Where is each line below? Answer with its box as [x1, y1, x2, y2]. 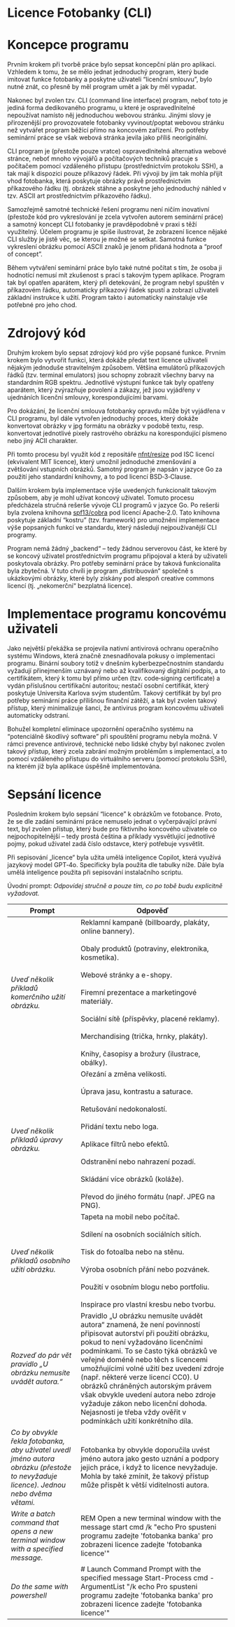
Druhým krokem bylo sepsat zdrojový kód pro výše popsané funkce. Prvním [7, 348, 226, 357]
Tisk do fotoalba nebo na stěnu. [80, 1246, 185, 1256]
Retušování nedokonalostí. [80, 1104, 167, 1114]
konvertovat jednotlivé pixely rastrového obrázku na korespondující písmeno [7, 429, 227, 437]
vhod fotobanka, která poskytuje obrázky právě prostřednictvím [7, 177, 191, 185]
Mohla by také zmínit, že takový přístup [80, 1471, 209, 1480]
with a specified [10, 1544, 64, 1553]
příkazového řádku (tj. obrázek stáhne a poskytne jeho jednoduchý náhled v [7, 184, 227, 193]
